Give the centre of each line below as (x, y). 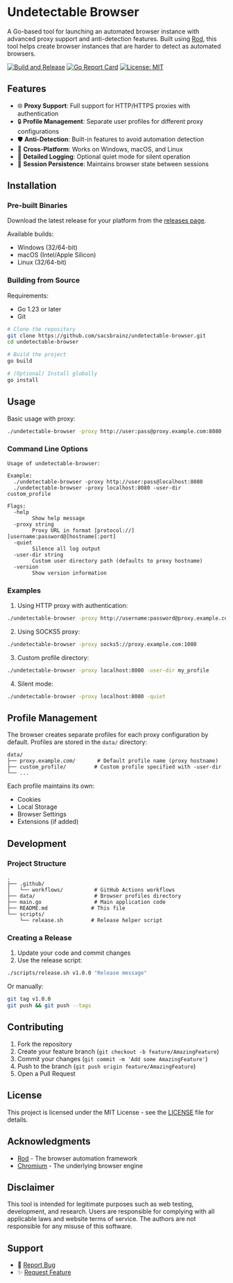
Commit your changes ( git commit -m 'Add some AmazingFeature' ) (112, 1058)
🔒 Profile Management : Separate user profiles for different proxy (110, 121)
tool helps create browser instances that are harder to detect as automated (114, 46)
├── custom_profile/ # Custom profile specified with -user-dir (114, 767)
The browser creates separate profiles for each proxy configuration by (108, 735)
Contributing (35, 1027)
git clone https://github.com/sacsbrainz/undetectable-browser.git (107, 336)
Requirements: (28, 296)
